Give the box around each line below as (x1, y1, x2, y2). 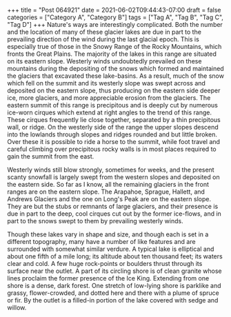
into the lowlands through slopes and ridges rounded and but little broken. (7, 130, 218, 139)
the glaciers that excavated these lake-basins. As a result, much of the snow (7, 72, 224, 80)
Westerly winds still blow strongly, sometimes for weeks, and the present (7, 165, 215, 174)
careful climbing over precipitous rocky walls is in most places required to (7, 145, 217, 153)
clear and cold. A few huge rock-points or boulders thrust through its (7, 260, 203, 267)
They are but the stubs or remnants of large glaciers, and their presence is (7, 203, 219, 210)
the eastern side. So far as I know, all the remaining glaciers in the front (7, 181, 209, 188)
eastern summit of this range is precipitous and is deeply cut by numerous (7, 101, 219, 109)
